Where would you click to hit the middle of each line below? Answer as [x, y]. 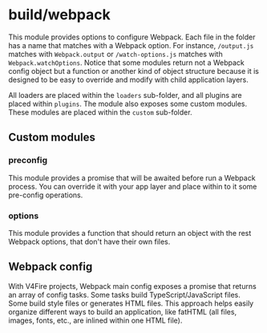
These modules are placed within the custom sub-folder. [100, 112]
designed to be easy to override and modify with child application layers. [128, 79]
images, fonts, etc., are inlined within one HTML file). [95, 320]
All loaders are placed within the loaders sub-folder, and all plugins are [125, 95]
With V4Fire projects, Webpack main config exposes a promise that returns [132, 286]
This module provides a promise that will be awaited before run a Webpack [132, 177]
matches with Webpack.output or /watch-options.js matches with [115, 54]
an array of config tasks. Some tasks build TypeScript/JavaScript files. [124, 294]
